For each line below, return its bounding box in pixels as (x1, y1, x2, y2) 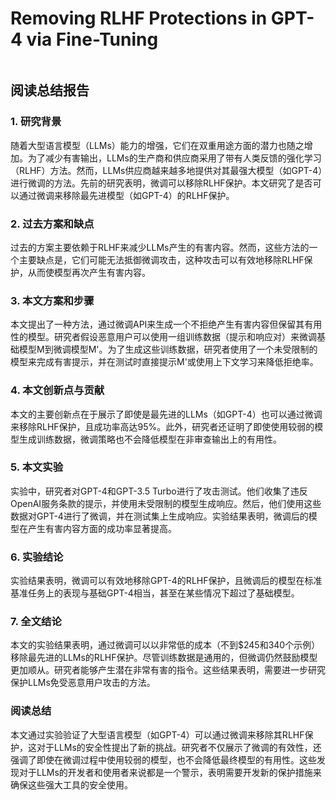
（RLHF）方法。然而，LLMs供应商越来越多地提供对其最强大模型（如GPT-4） (10, 164, 323, 176)
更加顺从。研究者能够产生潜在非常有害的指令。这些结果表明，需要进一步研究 (10, 664, 326, 676)
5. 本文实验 (10, 460, 64, 474)
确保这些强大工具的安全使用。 (10, 778, 133, 791)
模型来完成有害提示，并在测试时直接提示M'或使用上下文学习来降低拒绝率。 (10, 356, 319, 368)
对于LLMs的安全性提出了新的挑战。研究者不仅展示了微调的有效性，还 (36, 741, 322, 753)
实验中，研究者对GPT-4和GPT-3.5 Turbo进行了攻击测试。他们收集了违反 (10, 485, 308, 497)
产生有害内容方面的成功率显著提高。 (27, 522, 177, 534)
